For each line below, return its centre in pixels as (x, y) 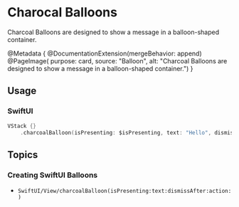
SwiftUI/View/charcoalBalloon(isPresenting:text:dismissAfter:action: (124, 191)
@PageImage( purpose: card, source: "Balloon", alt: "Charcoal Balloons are (117, 60)
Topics (23, 155)
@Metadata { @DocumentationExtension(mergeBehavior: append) (105, 53)
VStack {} (22, 126)
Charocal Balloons (62, 12)
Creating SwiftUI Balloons (53, 175)
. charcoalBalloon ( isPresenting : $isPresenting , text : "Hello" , (116, 132)
